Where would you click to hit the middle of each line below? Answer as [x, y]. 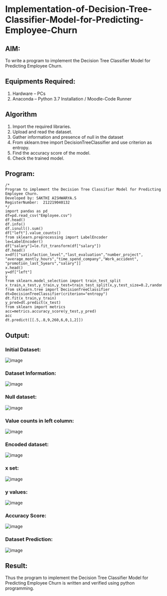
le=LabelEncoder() [24, 242]
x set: [12, 468]
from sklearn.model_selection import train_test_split [63, 281]
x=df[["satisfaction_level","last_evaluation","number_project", [74, 255]
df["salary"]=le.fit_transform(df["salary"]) [53, 246]
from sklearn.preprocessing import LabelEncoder [56, 237]
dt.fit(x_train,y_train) [31, 298]
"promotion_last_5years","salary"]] [43, 264]
